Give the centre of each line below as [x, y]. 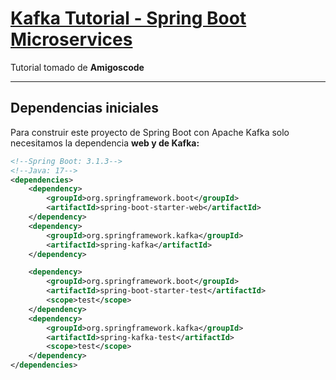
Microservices [71, 39]
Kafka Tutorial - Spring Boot [128, 18]
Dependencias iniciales [84, 108]
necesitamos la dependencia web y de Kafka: [105, 143]
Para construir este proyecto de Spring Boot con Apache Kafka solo [150, 132]
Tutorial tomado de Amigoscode [77, 67]
